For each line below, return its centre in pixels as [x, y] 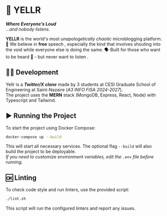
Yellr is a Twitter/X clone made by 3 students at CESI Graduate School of [81, 84]
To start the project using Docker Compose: [51, 128]
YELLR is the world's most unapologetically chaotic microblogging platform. [84, 39]
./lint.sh [16, 199]
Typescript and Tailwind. [31, 100]
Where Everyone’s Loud [31, 24]
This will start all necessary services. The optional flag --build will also [79, 146]
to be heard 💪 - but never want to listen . [47, 57]
